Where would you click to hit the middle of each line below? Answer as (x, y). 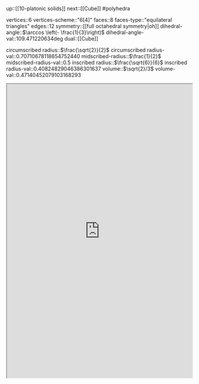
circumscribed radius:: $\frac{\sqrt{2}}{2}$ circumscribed (76, 50)
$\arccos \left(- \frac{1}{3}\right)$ (64, 32)
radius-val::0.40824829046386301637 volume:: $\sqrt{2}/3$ (80, 69)
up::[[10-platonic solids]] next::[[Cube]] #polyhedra (68, 9)
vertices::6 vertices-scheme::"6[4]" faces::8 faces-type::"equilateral (89, 20)
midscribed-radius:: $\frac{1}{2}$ (121, 56)
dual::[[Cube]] (82, 39)
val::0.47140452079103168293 (44, 75)
